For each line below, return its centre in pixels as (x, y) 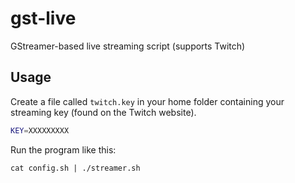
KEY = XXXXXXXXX (40, 130)
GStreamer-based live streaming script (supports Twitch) (128, 46)
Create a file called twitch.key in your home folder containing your (147, 101)
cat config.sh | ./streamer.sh (75, 168)
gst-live (43, 18)
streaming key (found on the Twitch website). (103, 112)
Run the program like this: (63, 149)
